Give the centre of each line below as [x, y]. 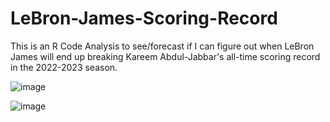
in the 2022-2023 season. [64, 67]
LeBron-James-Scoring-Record [144, 18]
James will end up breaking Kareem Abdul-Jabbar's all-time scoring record [165, 56]
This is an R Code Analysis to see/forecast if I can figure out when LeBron [162, 46]
